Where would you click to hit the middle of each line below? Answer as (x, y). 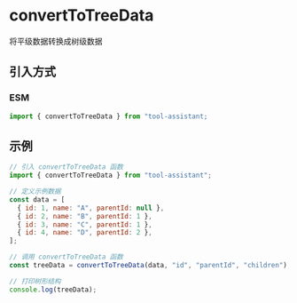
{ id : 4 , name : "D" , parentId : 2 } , (85, 233)
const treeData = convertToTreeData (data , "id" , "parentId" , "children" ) (148, 266)
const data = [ (37, 199)
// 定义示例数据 (35, 192)
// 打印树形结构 (35, 281)
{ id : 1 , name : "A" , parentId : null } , (91, 208)
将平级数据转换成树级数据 (56, 41)
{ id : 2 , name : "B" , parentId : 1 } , (85, 216)
